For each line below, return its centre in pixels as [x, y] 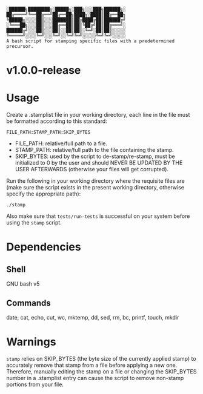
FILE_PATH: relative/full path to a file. [61, 143]
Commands [29, 303]
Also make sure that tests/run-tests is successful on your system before [98, 216]
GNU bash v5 [23, 284]
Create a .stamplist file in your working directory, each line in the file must [98, 115]
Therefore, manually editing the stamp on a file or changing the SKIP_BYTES [101, 371]
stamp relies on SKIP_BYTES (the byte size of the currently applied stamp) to [101, 358]
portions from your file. [35, 384]
